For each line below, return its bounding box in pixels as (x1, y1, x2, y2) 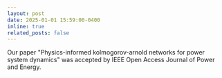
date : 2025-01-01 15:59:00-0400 (7, 17, 100, 23)
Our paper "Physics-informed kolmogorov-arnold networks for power (7, 48, 205, 57)
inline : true (7, 23, 45, 30)
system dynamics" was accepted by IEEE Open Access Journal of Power (7, 56, 215, 64)
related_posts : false (7, 29, 70, 37)
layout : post (7, 10, 45, 17)
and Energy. (7, 63, 41, 71)
